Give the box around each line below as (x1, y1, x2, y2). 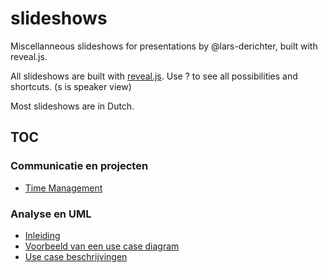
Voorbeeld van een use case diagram (24, 240, 180, 252)
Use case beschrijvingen (24, 250, 128, 262)
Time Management (24, 182, 103, 194)
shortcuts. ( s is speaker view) (10, 80, 132, 92)
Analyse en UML (10, 207, 92, 221)
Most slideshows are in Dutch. (10, 100, 135, 112)
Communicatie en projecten (10, 159, 149, 173)
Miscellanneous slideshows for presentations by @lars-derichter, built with (10, 40, 318, 52)
